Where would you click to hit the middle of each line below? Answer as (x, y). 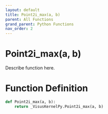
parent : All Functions (29, 19)
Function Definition (47, 88)
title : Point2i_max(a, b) (33, 15)
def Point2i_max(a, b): (31, 102)
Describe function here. (30, 68)
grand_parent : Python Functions (39, 24)
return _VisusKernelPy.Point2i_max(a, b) (59, 106)
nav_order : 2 (19, 29)
